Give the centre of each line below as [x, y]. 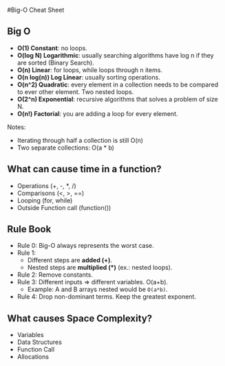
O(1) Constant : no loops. [52, 48]
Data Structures [39, 342]
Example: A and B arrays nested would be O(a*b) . [98, 289]
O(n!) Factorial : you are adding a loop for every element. [97, 113]
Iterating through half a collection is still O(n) [80, 140]
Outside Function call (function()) [64, 207]
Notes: [17, 127]
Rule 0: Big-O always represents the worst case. [86, 246]
